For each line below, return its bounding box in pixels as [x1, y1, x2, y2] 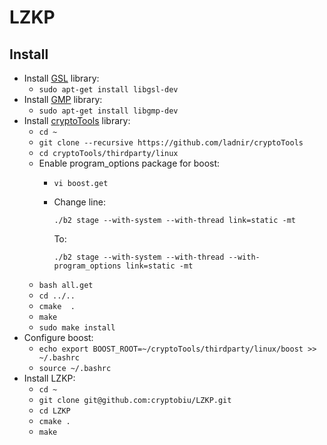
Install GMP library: [23, 94, 103, 105]
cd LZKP [38, 406, 71, 416]
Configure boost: [23, 332, 94, 343]
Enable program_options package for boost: [38, 157, 221, 169]
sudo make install [38, 323, 116, 333]
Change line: [53, 196, 106, 208]
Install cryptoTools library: [23, 115, 131, 126]
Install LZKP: [23, 372, 76, 384]
